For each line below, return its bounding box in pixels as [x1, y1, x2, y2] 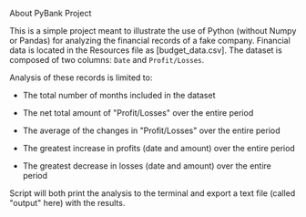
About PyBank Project [9, 8, 92, 18]
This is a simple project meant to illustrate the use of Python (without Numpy [9, 26, 297, 36]
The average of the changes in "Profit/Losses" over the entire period [22, 125, 280, 136]
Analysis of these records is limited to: [9, 72, 153, 83]
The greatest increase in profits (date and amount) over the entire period [22, 143, 296, 153]
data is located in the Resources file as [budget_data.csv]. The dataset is [9, 45, 282, 56]
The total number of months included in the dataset [22, 90, 216, 100]
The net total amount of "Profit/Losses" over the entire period [22, 108, 254, 118]
